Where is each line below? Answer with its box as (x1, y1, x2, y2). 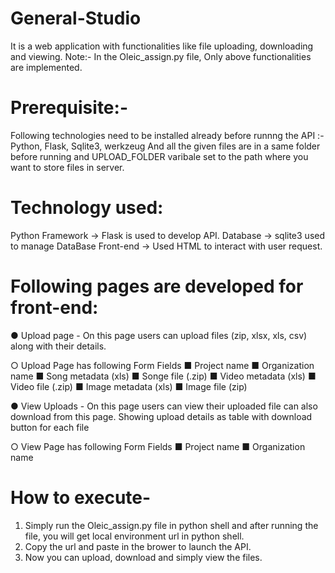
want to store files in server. (10, 161, 125, 173)
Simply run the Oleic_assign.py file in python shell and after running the (24, 519, 319, 531)
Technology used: (10, 197, 164, 219)
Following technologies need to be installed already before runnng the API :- (10, 129, 325, 141)
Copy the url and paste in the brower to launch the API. (24, 540, 252, 552)
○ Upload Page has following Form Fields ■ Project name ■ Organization (10, 359, 315, 371)
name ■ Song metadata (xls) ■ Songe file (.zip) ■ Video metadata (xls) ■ (10, 370, 317, 382)
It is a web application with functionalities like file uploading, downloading (10, 40, 314, 52)
